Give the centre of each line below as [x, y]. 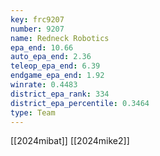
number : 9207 [37, 29]
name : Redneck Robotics [60, 38]
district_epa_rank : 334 [60, 94]
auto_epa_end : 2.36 [51, 57]
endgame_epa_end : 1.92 [57, 76]
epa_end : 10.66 [42, 47]
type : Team [33, 112]
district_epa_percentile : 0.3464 [80, 103]
